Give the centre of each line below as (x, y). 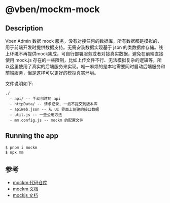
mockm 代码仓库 (30, 183)
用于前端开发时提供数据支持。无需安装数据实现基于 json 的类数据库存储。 (82, 47)
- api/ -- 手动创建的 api (35, 99)
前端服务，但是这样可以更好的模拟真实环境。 (52, 73)
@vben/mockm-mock (53, 9)
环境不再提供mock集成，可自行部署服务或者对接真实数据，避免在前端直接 (87, 54)
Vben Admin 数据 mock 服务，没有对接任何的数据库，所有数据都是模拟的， (83, 41)
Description (24, 28)
